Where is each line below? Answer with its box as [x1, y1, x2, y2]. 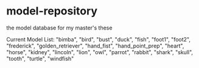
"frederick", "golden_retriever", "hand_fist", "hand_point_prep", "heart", [6, 42, 184, 49]
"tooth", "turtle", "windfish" [6, 55, 74, 62]
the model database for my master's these [6, 24, 113, 31]
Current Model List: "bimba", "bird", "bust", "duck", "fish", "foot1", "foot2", [6, 36, 190, 43]
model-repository [6, 4, 98, 18]
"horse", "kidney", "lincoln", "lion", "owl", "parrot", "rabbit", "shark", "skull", [6, 48, 194, 55]
